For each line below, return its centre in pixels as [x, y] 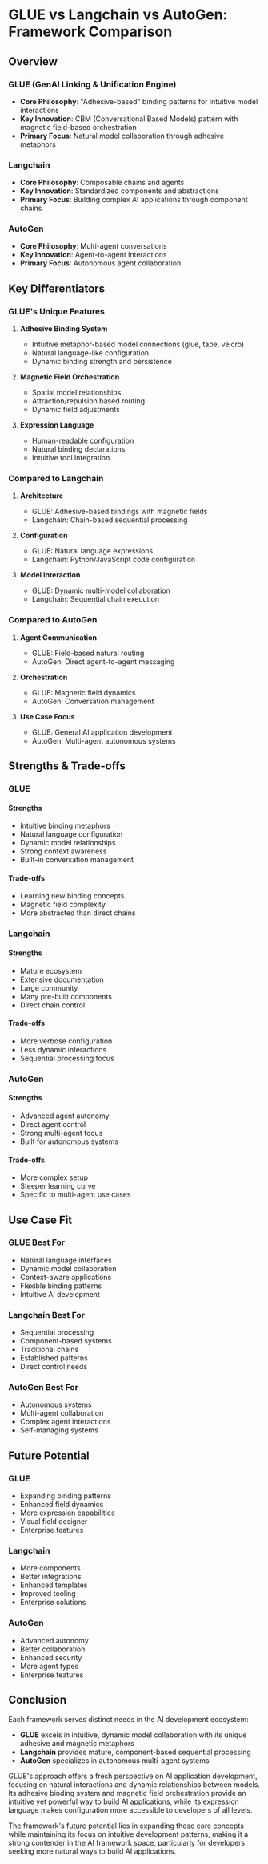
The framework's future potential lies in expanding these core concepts [126, 1826]
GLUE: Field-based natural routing [88, 653]
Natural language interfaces [66, 1260]
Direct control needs [54, 1367]
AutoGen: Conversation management [93, 701]
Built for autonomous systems [69, 1141]
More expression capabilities [67, 1513]
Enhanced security [51, 1657]
